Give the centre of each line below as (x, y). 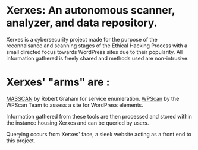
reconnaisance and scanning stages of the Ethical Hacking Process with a (97, 46)
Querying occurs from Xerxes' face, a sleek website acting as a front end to (99, 134)
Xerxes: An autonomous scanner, (91, 10)
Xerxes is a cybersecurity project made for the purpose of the (82, 39)
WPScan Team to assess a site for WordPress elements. (75, 105)
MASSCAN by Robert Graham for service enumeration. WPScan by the (93, 98)
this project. (21, 141)
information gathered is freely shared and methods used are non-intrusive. (98, 58)
